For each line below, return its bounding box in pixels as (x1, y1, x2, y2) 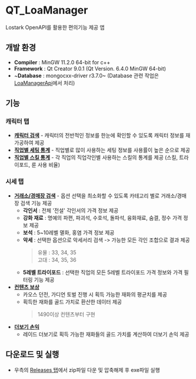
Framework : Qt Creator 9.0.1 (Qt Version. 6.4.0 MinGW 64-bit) (14, 65, 166, 72)
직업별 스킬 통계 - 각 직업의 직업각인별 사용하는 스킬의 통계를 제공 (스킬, (14, 154, 178, 161)
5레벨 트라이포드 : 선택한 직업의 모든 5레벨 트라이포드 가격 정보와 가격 (22, 269, 183, 276)
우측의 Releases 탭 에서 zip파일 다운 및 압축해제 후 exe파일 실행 (14, 366, 160, 373)
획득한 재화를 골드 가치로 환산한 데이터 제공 (22, 298, 122, 305)
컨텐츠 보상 (14, 284, 39, 291)
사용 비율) (37, 162, 60, 169)
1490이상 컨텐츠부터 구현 (37, 311, 95, 318)
